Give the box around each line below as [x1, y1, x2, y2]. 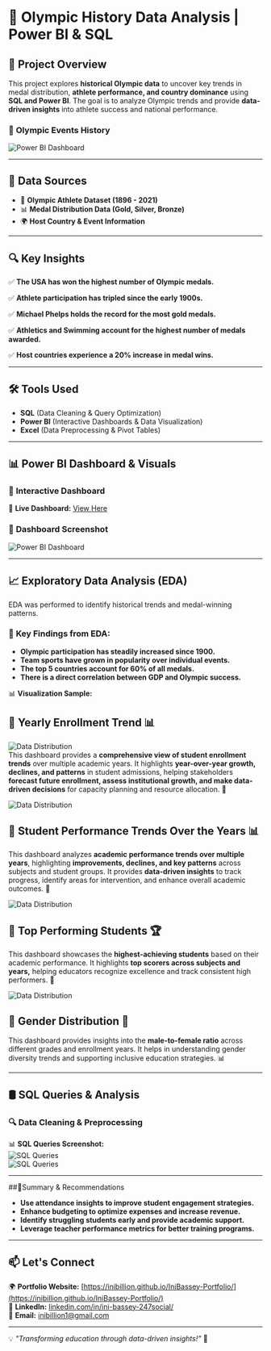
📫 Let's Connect [8, 1256, 95, 1269]
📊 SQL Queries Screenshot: [8, 1139, 105, 1148]
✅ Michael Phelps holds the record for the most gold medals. [8, 309, 216, 319]
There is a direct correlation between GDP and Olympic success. [19, 672, 242, 682]
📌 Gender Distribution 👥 [8, 1014, 129, 1028]
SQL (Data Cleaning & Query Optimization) [19, 408, 162, 417]
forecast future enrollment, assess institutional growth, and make [8, 776, 233, 785]
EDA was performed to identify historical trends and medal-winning [8, 600, 232, 609]
